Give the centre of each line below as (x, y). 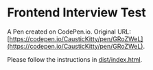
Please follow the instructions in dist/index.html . (75, 59)
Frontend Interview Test (76, 13)
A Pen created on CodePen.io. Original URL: (69, 32)
